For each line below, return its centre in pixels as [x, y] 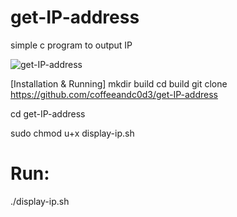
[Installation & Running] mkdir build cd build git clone [119, 83]
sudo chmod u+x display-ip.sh [72, 133]
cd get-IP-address [48, 113]
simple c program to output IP [71, 45]
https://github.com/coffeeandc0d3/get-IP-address [114, 94]
